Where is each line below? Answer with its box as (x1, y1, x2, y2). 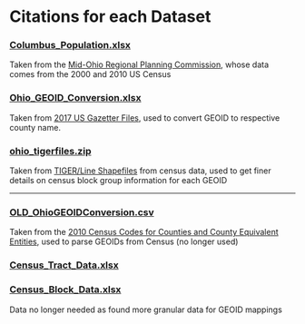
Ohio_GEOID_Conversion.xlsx (9, 92, 142, 104)
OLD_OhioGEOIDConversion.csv (9, 206, 154, 219)
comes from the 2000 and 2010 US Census (9, 69, 172, 80)
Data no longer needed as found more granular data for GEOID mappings (9, 304, 283, 315)
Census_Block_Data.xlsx (9, 283, 122, 296)
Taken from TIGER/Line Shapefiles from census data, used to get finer (9, 165, 271, 176)
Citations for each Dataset (9, 6, 212, 27)
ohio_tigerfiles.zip (9, 144, 92, 157)
